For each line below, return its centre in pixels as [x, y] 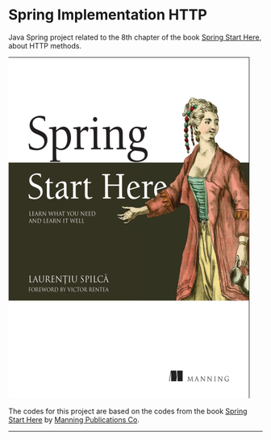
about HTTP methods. [45, 45]
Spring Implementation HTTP [108, 15]
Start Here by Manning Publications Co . [74, 419]
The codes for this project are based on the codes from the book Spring [128, 411]
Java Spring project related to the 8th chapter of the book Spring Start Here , [135, 37]
